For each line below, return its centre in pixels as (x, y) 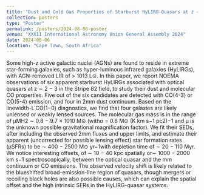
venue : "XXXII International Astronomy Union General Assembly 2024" (96, 35)
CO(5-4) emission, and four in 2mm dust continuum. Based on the (89, 101)
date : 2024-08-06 (28, 40)
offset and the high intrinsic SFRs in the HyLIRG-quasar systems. (87, 185)
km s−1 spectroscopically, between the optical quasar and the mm (89, 159)
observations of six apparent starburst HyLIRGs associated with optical (95, 82)
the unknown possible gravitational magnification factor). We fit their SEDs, (100, 127)
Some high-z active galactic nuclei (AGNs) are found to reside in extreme (98, 63)
